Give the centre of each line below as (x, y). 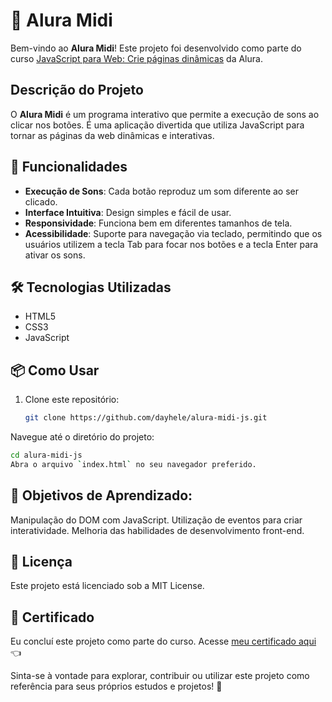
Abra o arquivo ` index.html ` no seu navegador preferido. (133, 464)
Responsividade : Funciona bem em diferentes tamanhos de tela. (158, 223)
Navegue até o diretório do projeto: (82, 437)
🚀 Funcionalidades (69, 167)
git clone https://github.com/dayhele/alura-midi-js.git (146, 418)
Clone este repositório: (72, 400)
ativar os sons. (55, 255)
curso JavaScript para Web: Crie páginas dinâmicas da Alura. (136, 58)
